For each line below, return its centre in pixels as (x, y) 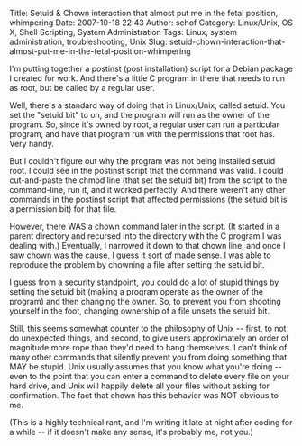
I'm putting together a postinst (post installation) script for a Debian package (151, 68)
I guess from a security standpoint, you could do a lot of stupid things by (144, 282)
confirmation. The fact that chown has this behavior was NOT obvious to (144, 395)
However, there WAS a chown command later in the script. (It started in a (145, 226)
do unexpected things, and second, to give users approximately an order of (149, 338)
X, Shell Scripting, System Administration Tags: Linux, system (123, 32)
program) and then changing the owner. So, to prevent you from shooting (145, 301)
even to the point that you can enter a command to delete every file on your (150, 376)
